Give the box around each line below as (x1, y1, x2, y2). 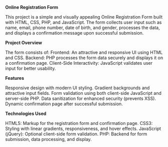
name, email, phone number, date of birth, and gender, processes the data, (5, 25, 160, 31)
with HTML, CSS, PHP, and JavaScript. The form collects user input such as (5, 20, 162, 25)
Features (5, 75, 24, 81)
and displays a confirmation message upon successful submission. (5, 30, 144, 36)
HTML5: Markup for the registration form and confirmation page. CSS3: (5, 120, 153, 126)
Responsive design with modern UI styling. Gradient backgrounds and (5, 85, 150, 91)
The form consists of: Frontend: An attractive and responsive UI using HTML (5, 50, 163, 55)
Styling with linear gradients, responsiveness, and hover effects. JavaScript (5, 125, 161, 131)
